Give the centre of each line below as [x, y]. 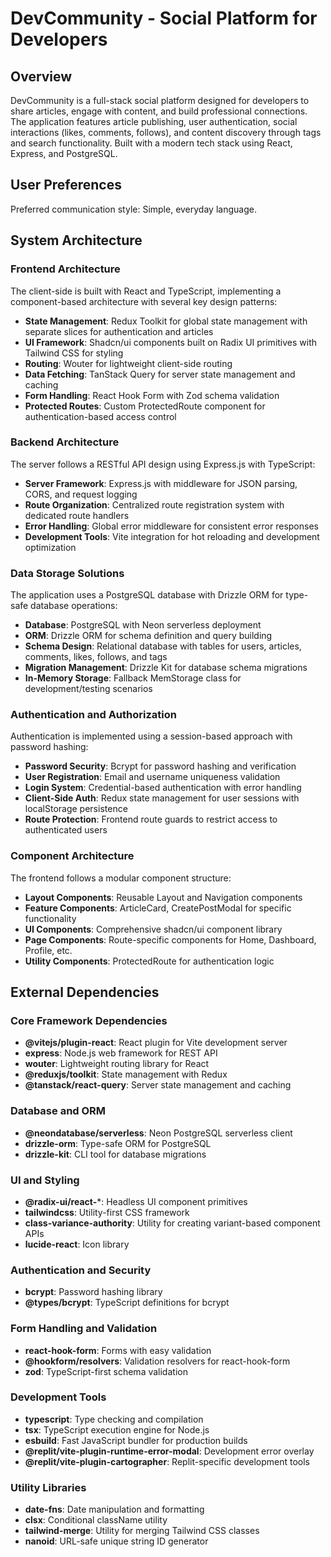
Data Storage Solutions [67, 573]
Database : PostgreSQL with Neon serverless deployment [143, 625]
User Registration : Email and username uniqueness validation [152, 777]
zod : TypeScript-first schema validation [106, 1371]
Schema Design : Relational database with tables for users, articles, [163, 646]
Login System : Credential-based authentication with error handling [163, 788]
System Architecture [76, 240]
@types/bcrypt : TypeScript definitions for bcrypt [127, 1303]
